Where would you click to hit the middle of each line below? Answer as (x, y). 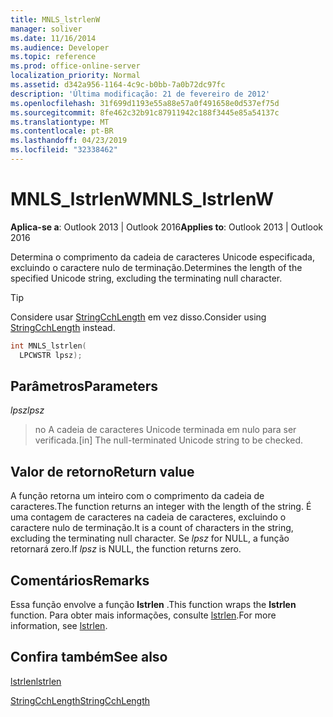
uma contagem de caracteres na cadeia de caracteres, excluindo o (148, 517)
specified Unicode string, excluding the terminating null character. (146, 278)
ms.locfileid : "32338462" (64, 150)
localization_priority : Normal (75, 76)
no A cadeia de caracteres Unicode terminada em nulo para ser (165, 430)
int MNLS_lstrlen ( (48, 346)
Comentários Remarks (80, 580)
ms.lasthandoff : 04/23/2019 (69, 141)
